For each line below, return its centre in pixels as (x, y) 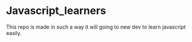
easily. (14, 33)
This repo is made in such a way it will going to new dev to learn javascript (96, 27)
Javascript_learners (56, 11)
